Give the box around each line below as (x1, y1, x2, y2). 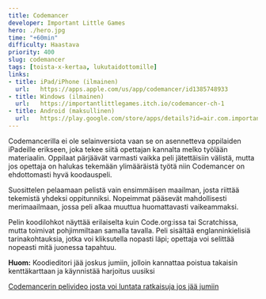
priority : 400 (8, 48, 55, 56)
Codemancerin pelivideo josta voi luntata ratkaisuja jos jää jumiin (8, 282, 219, 291)
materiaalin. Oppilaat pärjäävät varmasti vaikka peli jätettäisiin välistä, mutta (8, 153, 255, 162)
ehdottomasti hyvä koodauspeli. (8, 169, 112, 179)
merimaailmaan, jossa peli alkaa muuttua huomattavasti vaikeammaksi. (8, 202, 239, 211)
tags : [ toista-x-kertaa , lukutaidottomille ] (8, 63, 158, 71)
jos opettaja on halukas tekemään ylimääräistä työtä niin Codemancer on (8, 161, 245, 171)
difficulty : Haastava (8, 41, 80, 49)
